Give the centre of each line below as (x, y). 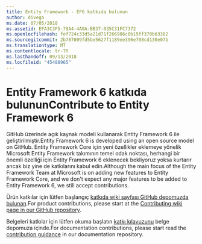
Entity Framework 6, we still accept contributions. (68, 186)
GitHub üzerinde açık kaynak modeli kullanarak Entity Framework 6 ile (93, 134)
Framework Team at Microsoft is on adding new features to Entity (87, 173)
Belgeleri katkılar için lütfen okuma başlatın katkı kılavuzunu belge (88, 222)
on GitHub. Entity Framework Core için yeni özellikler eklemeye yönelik (94, 147)
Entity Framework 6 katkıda (77, 92)
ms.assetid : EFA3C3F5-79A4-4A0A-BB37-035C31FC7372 (71, 29)
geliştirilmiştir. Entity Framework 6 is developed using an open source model (100, 141)
